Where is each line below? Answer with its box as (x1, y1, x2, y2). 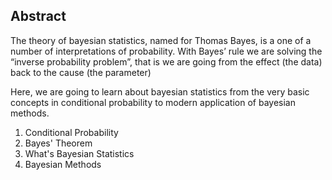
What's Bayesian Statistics (24, 147, 135, 159)
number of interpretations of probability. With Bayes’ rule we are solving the (10, 45, 323, 57)
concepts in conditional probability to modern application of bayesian (10, 96, 296, 108)
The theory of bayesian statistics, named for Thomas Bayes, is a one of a (10, 34, 312, 46)
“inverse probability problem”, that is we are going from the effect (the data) (10, 55, 323, 68)
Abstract (10, 8, 67, 25)
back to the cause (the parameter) (10, 66, 152, 78)
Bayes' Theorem (24, 137, 93, 149)
